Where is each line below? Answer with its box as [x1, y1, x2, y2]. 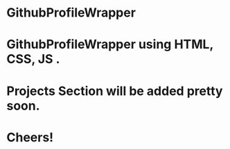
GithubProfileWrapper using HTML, [6, 37, 214, 53]
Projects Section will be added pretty [6, 83, 223, 98]
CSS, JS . [6, 51, 60, 67]
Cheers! [6, 130, 54, 145]
